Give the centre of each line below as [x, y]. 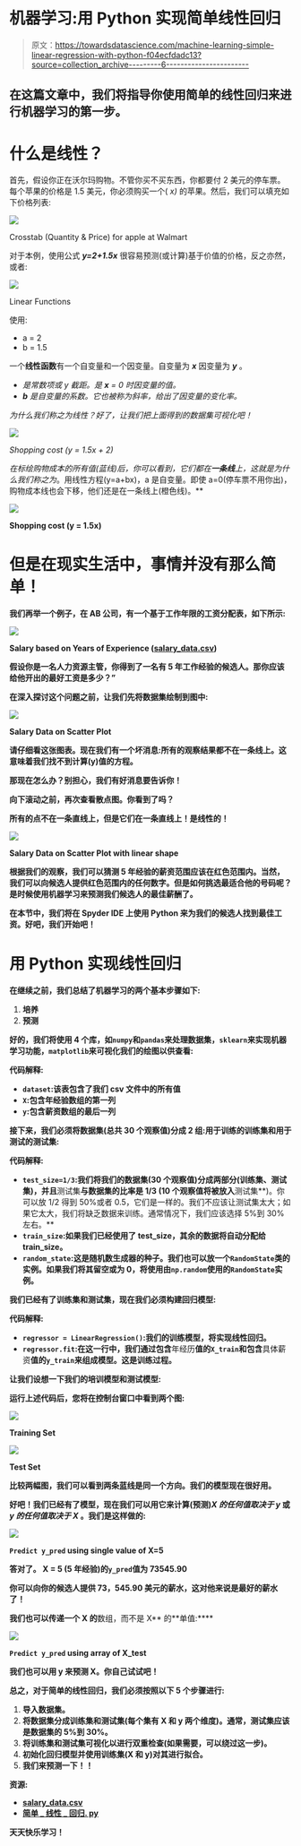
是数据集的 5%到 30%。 [68, 1732]
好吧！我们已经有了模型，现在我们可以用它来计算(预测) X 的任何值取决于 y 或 [150, 1505]
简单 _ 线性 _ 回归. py [60, 1813]
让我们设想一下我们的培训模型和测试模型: [85, 1379]
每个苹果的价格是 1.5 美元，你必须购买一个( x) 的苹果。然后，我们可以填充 [146, 191]
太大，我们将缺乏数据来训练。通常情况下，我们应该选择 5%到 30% [161, 1213]
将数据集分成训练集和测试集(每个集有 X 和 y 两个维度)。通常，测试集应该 [156, 1721]
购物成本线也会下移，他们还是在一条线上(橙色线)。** [107, 491]
